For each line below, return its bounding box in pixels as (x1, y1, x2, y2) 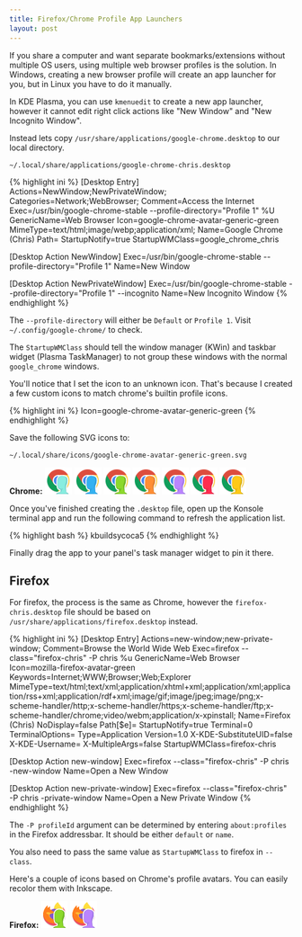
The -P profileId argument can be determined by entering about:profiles (9, 819, 288, 831)
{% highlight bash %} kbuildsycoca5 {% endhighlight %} (9, 530, 219, 540)
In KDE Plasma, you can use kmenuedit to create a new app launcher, (9, 95, 263, 107)
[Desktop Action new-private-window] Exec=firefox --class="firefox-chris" (9, 783, 288, 794)
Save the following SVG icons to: (9, 432, 130, 442)
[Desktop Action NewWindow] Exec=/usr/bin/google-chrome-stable (9, 251, 262, 262)
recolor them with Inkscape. (9, 883, 113, 894)
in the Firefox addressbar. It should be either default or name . (9, 829, 235, 840)
